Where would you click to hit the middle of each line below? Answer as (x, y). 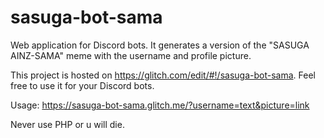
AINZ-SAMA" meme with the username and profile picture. (131, 55)
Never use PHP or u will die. (67, 124)
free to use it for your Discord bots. (82, 85)
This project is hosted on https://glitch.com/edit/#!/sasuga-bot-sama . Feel (163, 75)
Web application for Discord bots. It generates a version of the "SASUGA (160, 45)
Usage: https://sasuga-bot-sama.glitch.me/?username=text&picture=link (160, 105)
